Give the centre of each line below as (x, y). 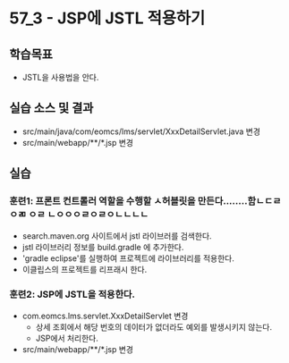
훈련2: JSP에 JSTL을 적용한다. (72, 294)
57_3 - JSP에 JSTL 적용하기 (107, 18)
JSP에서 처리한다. (67, 338)
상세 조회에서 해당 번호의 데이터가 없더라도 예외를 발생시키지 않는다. (154, 326)
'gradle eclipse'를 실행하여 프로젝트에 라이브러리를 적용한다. (128, 258)
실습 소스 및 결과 (51, 108)
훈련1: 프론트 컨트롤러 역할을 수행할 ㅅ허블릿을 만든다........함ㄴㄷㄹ (145, 201)
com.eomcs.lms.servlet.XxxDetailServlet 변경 (105, 316)
